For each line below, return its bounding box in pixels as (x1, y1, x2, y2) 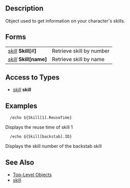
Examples (5, 101, 37, 110)
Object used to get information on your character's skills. (5, 17, 125, 24)
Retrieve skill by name (52, 55, 105, 63)
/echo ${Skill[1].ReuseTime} (10, 115, 72, 120)
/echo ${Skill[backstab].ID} (10, 134, 72, 139)
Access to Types (5, 73, 60, 82)
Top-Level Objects (12, 172, 52, 178)
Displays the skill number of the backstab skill (5, 143, 102, 149)
